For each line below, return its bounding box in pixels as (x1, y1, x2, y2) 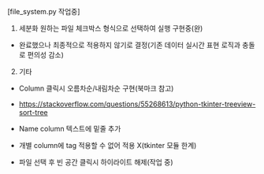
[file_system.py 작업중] (7, 7, 80, 16)
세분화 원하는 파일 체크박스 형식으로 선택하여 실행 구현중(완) (18, 24, 203, 33)
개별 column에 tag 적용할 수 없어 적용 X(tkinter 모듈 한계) (18, 141, 197, 150)
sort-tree (18, 108, 48, 117)
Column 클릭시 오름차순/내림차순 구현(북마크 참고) (18, 83, 174, 93)
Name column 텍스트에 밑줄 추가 (18, 124, 121, 133)
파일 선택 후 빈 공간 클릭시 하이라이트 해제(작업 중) (18, 157, 173, 167)
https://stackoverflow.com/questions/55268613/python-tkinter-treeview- (18, 99, 256, 109)
